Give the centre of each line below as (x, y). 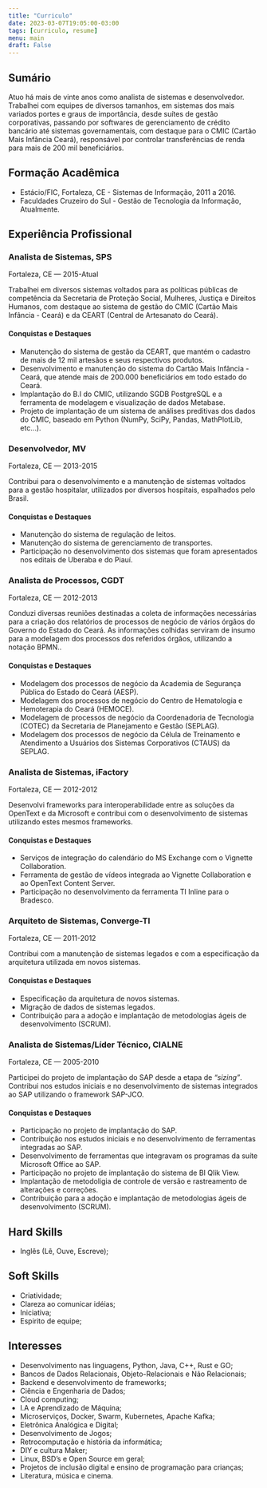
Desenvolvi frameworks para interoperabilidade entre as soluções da (122, 804)
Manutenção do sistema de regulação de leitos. (98, 534)
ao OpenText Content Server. (67, 883)
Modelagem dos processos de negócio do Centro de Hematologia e (131, 700)
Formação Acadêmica (64, 173)
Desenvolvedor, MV (47, 448)
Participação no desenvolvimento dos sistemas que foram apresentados (138, 551)
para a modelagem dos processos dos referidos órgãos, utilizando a (120, 639)
